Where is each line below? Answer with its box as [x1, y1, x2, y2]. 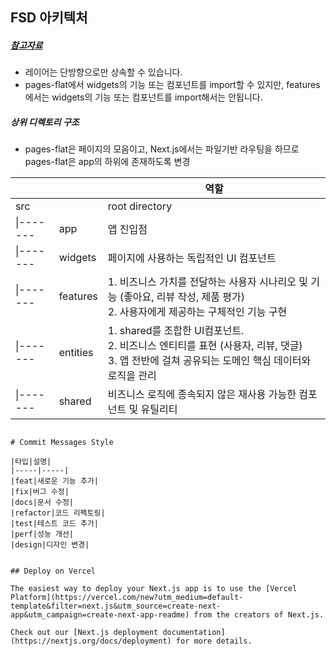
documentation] [162, 628, 226, 638]
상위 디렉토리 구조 [10, 116, 80, 128]
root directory [107, 199, 173, 213]
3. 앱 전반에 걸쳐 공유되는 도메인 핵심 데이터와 [107, 354, 312, 368]
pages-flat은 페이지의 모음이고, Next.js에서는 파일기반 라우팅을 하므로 [24, 143, 300, 155]
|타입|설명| [10, 457, 52, 467]
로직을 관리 [107, 369, 157, 383]
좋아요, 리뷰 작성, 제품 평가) [123, 290, 246, 304]
